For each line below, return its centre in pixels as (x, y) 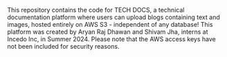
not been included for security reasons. (63, 46)
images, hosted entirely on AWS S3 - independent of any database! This (110, 24)
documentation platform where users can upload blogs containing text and (113, 17)
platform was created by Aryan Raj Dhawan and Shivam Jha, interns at (108, 32)
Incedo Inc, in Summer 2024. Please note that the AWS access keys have (111, 39)
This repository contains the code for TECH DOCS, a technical (96, 10)
